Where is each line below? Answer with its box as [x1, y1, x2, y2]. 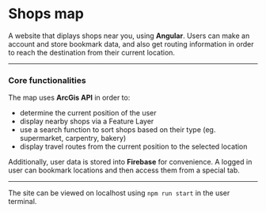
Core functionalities [8, 74, 86, 85]
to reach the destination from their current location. [8, 47, 176, 57]
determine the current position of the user [19, 108, 157, 118]
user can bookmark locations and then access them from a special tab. [8, 165, 240, 175]
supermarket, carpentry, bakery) [19, 134, 127, 143]
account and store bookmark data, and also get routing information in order [8, 39, 254, 48]
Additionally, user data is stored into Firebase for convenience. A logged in [8, 157, 253, 167]
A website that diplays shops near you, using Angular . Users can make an [8, 31, 250, 40]
